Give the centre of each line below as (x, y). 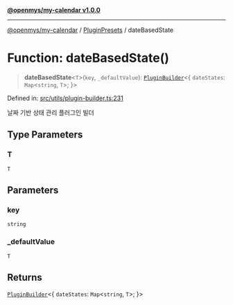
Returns (25, 278)
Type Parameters (45, 135)
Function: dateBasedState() (88, 58)
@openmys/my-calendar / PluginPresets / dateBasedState (90, 30)
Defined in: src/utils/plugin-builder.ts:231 (65, 98)
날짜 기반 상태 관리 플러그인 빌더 (51, 112)
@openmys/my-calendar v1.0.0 (54, 10)
